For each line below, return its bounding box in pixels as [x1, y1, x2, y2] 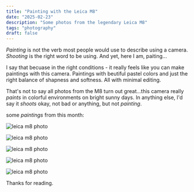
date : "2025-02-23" [6, 14, 54, 20]
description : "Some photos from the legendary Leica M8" [6, 19, 148, 25]
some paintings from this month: [6, 112, 85, 119]
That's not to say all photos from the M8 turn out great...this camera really [6, 88, 184, 95]
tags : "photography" [6, 25, 57, 31]
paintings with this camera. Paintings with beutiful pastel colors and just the [6, 70, 188, 77]
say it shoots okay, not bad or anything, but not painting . [6, 100, 142, 107]
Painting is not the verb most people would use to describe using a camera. [6, 46, 188, 53]
